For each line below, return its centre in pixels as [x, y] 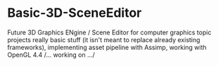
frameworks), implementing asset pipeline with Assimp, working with [107, 47]
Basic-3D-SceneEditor [75, 13]
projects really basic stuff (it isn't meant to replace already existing [104, 39]
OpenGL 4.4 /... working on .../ [51, 55]
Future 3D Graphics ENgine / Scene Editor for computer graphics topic [109, 32]
